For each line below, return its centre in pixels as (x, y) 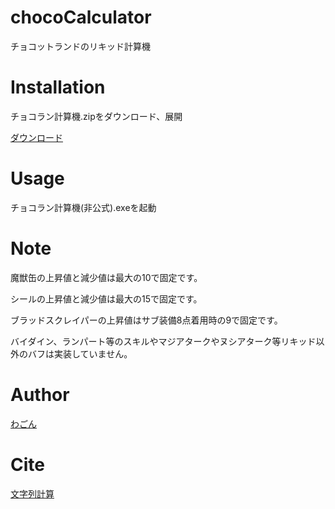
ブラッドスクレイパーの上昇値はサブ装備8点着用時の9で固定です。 (146, 320)
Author (40, 394)
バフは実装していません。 (80, 353)
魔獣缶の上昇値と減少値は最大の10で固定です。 (106, 277)
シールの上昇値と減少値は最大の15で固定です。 (106, 298)
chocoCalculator (81, 17)
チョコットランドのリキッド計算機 (80, 46)
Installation (58, 87)
